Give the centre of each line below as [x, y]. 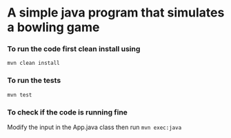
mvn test [20, 95]
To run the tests [34, 81]
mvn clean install [33, 63]
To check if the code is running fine [67, 112]
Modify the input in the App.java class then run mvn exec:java [94, 127]
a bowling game [53, 27]
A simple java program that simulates [116, 13]
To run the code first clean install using [74, 49]
